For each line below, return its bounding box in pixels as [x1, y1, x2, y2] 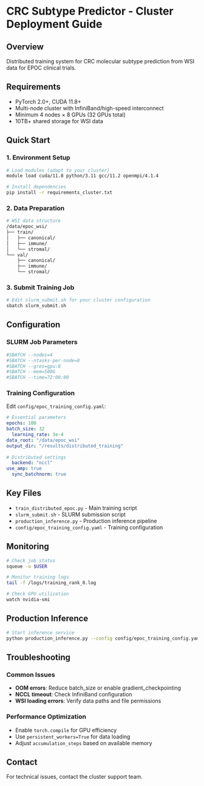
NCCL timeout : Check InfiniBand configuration [15, 691, 132, 698]
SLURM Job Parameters [6, 338, 78, 346]
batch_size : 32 [6, 426, 45, 432]
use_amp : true [6, 465, 42, 472]
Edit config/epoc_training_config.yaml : [6, 402, 106, 410]
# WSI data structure [6, 218, 61, 224]
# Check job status [6, 557, 56, 563]
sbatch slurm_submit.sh [6, 303, 67, 309]
